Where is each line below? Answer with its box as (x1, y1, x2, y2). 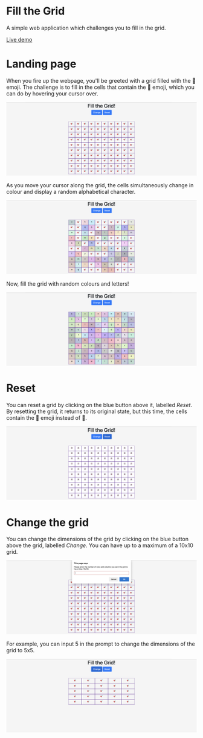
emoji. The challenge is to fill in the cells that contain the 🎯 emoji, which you (6, 83, 195, 91)
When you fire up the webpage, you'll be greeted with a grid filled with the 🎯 (6, 77, 196, 84)
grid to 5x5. (6, 646, 35, 653)
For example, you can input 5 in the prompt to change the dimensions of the (6, 640, 195, 647)
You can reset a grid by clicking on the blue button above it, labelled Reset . (6, 401, 192, 408)
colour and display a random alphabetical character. (6, 188, 136, 196)
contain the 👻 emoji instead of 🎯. (6, 414, 88, 421)
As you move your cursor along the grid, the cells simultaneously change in (6, 182, 194, 189)
